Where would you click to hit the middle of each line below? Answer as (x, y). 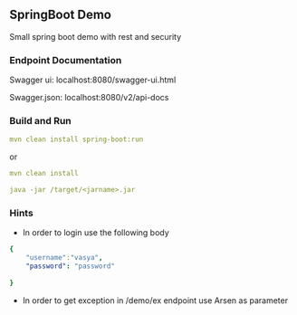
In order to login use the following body (96, 233)
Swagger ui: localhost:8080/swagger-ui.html (93, 80)
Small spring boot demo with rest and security (96, 36)
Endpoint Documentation (66, 60)
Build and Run (41, 121)
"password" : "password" (71, 266)
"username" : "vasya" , (64, 258)
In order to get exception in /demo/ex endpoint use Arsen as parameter (155, 300)
